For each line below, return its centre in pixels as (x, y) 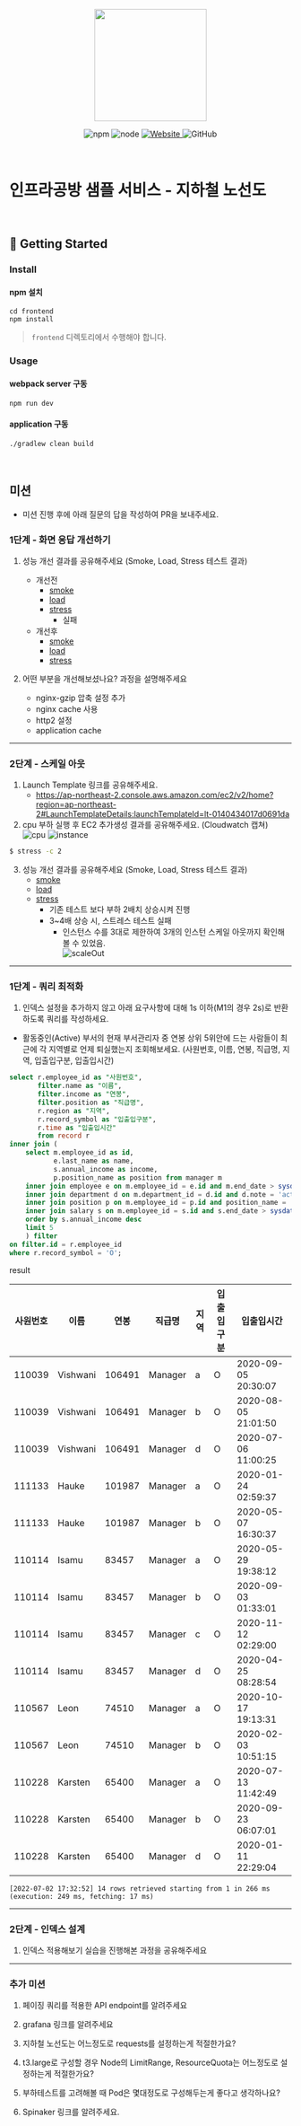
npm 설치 (26, 292)
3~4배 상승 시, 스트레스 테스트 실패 (110, 921)
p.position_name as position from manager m (138, 1177)
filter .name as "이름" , (80, 1086)
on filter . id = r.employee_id (66, 1244)
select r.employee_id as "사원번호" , (76, 1077)
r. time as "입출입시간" (77, 1128)
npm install (31, 320)
